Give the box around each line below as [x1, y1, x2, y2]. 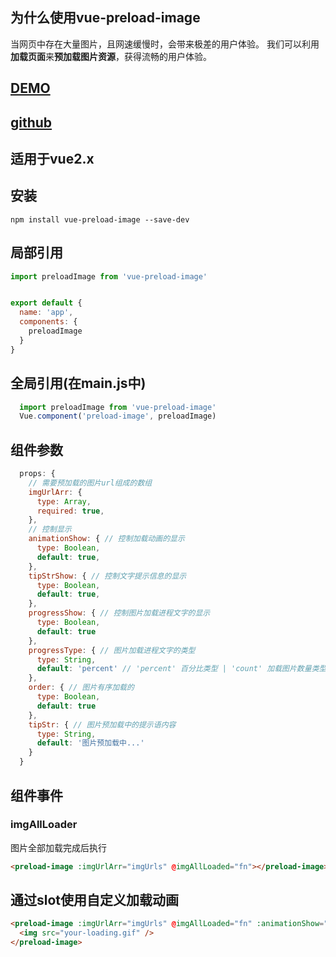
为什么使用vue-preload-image [10, 9, 201, 27]
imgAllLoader [10, 818, 78, 832]
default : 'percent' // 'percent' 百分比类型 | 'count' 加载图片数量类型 [36, 664, 327, 674]
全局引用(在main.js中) [10, 375, 147, 392]
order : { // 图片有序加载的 [28, 683, 135, 693]
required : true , [36, 506, 105, 516]
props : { [19, 469, 56, 479]
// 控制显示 [28, 524, 72, 535]
